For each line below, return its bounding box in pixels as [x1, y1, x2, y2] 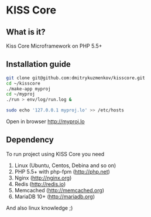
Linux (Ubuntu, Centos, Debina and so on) [14, 162, 116, 169]
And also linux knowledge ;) [6, 204, 73, 211]
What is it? [6, 27, 46, 37]
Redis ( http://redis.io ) [14, 180, 66, 188]
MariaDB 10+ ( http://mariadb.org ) [14, 193, 95, 200]
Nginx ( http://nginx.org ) [14, 174, 72, 181]
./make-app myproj [6, 86, 51, 91]
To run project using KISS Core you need [6, 150, 105, 157]
